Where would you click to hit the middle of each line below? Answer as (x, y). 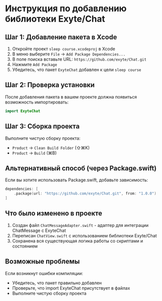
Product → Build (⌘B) (35, 153)
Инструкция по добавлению (66, 9)
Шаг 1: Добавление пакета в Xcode (61, 37)
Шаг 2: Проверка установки (50, 85)
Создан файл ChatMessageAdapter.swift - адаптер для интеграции (80, 225)
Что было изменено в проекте (54, 213)
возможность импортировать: (37, 102)
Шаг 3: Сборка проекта (42, 126)
